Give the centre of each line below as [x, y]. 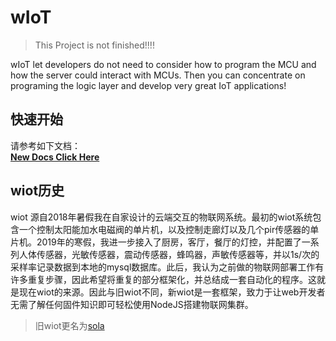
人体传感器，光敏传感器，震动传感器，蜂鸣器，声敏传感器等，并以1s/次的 [169, 254]
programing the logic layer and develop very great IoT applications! [148, 85]
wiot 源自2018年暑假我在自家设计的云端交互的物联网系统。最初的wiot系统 [161, 217]
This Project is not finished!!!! [94, 45]
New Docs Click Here [55, 157]
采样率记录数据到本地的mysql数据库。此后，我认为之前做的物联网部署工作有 [167, 267]
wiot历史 [37, 191]
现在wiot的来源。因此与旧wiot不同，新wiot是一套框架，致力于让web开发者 [172, 292]
